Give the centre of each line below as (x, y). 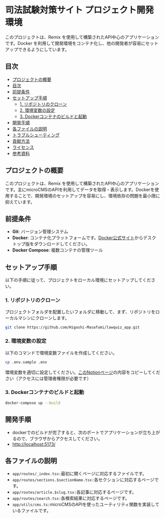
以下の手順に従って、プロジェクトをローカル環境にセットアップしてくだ (78, 280)
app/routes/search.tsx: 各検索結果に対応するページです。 (71, 498)
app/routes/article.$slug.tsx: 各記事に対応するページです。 (74, 492)
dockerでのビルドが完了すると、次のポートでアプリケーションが (77, 432)
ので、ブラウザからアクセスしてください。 (59, 438)
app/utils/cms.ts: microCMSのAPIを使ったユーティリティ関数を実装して (86, 505)
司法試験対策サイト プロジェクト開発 (80, 10)
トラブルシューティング (36, 135)
